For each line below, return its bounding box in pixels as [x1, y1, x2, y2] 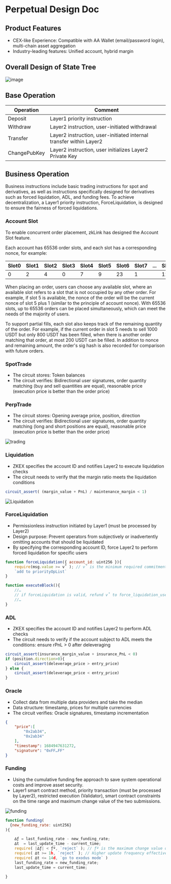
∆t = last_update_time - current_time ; [14, 841, 101, 846]
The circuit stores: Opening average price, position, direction [12, 413, 140, 419]
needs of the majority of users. [5, 311, 70, 317]
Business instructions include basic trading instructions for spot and [5, 183, 148, 190]
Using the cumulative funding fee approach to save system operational [12, 776, 161, 783]
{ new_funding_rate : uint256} [10, 822, 72, 827]
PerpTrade [5, 401, 32, 408]
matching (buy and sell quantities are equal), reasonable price [12, 383, 142, 389]
